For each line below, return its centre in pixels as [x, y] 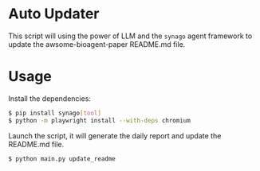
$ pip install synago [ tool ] [55, 113]
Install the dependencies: [50, 98]
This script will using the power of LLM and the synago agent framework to [130, 36]
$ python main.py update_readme [62, 159]
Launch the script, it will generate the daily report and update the [115, 135]
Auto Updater [54, 14]
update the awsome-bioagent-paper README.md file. [97, 44]
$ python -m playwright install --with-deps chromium [100, 120]
